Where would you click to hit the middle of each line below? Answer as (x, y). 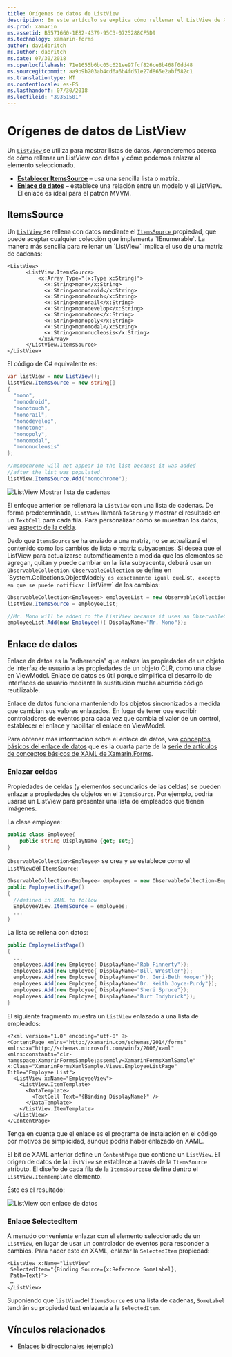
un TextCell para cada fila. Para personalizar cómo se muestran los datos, (113, 520)
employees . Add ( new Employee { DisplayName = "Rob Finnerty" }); (101, 965)
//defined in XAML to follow (55, 900)
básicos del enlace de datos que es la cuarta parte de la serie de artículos (112, 746)
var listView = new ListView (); (54, 376)
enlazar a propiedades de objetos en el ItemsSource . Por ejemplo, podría (110, 794)
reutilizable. (23, 690)
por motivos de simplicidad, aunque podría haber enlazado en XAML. (106, 1141)
